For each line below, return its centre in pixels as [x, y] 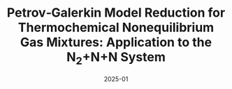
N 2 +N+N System [116, 58]
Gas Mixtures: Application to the [116, 42]
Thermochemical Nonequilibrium [116, 27]
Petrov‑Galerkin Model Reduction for [116, 13]
